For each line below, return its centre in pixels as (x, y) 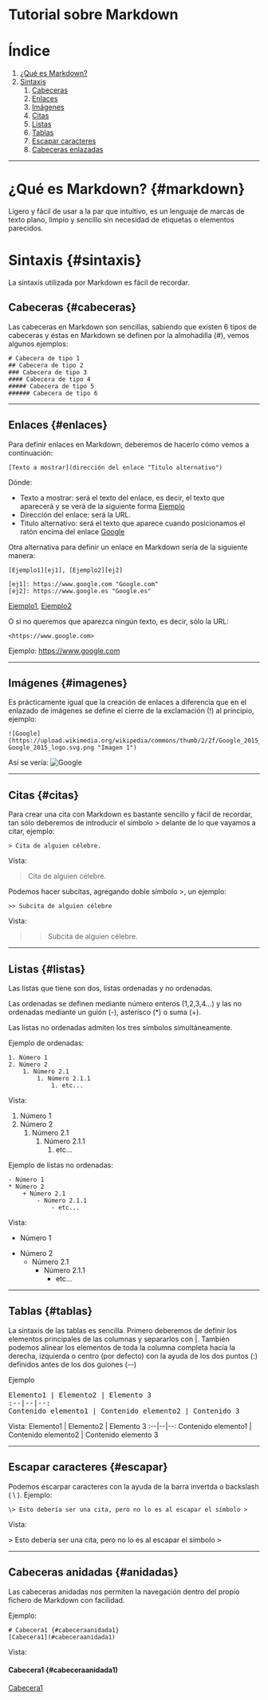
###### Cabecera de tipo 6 (53, 393)
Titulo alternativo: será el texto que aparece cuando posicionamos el (132, 523)
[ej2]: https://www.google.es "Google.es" (80, 591)
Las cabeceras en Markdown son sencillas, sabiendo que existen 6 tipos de (132, 327)
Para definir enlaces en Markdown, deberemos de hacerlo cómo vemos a (129, 444)
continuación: (31, 453)
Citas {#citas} (44, 795)
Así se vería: (29, 762)
